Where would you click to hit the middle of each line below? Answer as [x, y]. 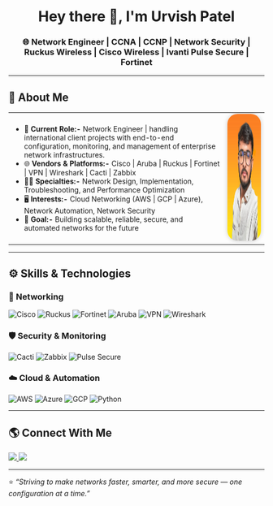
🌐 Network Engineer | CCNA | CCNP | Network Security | [136, 42]
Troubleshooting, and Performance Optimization [104, 189]
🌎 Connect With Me [60, 433]
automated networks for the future [82, 227]
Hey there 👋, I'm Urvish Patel [136, 17]
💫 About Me [39, 97]
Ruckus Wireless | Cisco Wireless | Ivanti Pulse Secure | [136, 52]
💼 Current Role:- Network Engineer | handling [101, 128]
